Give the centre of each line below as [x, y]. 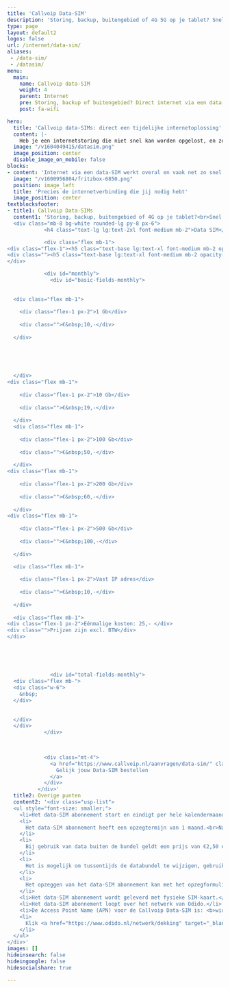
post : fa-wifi [39, 109]
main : [21, 77]
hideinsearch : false [37, 955]
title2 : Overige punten [47, 796]
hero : [15, 121]
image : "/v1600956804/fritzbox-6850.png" [73, 179]
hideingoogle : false [37, 961]
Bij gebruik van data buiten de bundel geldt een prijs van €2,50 [122, 847]
